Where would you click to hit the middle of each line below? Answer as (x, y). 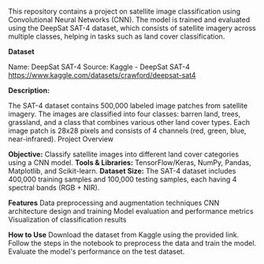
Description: (29, 90)
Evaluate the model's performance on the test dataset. (97, 251)
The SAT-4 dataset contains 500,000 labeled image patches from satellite (128, 106)
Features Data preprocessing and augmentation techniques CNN (114, 203)
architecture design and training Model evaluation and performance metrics (131, 211)
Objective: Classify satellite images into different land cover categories (123, 154)
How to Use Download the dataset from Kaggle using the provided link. (124, 235)
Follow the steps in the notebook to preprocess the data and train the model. (132, 243)
